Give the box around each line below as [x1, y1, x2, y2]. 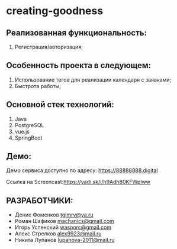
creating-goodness [6, 4, 104, 18]
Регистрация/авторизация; [14, 43, 83, 50]
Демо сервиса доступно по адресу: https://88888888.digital [6, 167, 158, 174]
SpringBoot [14, 134, 43, 141]
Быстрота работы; [14, 82, 61, 89]
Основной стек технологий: [6, 99, 114, 110]
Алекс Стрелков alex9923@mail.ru [14, 230, 102, 237]
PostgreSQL [14, 121, 44, 128]
